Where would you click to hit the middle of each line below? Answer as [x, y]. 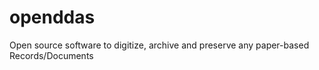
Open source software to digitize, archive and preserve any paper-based [159, 45]
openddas [52, 17]
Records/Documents [51, 55]
